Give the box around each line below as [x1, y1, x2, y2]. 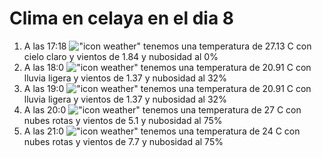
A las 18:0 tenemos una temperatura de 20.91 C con [23, 61, 312, 73]
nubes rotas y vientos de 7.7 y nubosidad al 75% [23, 135, 224, 147]
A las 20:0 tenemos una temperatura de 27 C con [23, 103, 302, 116]
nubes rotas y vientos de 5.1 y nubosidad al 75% [23, 114, 223, 126]
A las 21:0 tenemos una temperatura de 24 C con [23, 125, 301, 137]
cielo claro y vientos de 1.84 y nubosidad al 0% [23, 50, 219, 62]
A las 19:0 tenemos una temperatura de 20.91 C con [23, 82, 312, 94]
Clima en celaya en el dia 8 [9, 7, 235, 30]
